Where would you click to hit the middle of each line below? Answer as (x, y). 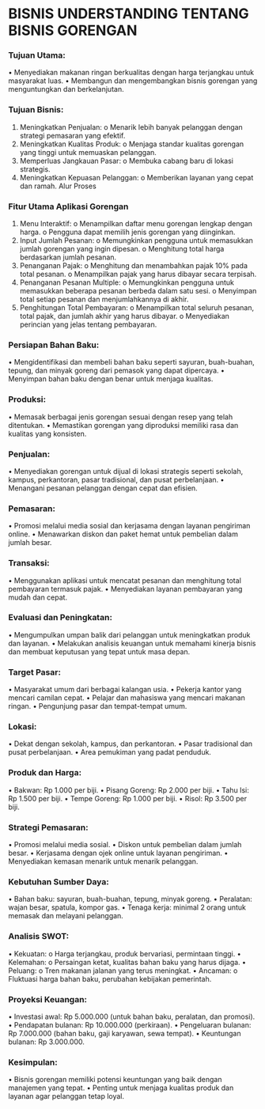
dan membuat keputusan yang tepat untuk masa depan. (99, 651)
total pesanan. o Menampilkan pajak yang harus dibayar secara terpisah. (138, 274)
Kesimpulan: (33, 1062)
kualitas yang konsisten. (47, 433)
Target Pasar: (35, 672)
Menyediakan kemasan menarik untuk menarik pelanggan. (103, 861)
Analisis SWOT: (39, 937)
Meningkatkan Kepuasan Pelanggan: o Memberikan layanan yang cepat (136, 177)
